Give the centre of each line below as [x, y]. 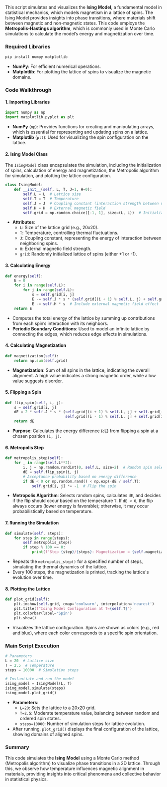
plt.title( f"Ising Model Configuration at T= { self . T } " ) [73, 608]
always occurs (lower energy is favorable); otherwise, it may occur [81, 506]
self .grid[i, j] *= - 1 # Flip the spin [74, 486]
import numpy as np [25, 113]
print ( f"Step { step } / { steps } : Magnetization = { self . [88, 552]
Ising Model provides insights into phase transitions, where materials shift [80, 18]
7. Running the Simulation [32, 523]
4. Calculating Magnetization [36, 345]
